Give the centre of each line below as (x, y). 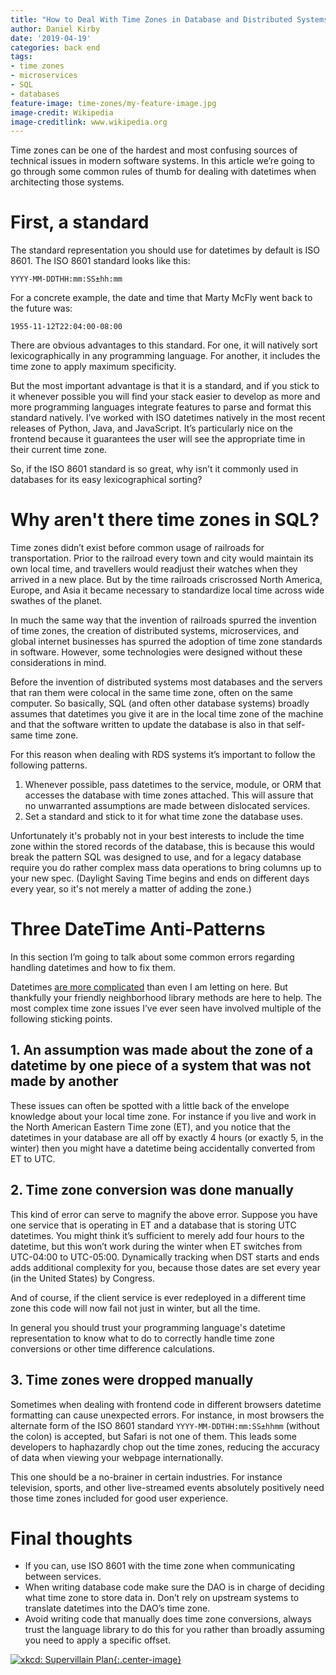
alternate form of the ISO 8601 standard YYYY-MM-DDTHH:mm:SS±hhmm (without (165, 1425)
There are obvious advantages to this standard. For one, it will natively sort (164, 345)
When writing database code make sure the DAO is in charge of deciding (174, 1587)
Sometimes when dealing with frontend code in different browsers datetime (166, 1404)
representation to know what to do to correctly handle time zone (142, 1338)
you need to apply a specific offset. (98, 1640)
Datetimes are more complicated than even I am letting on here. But (149, 987)
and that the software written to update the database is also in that (147, 725)
